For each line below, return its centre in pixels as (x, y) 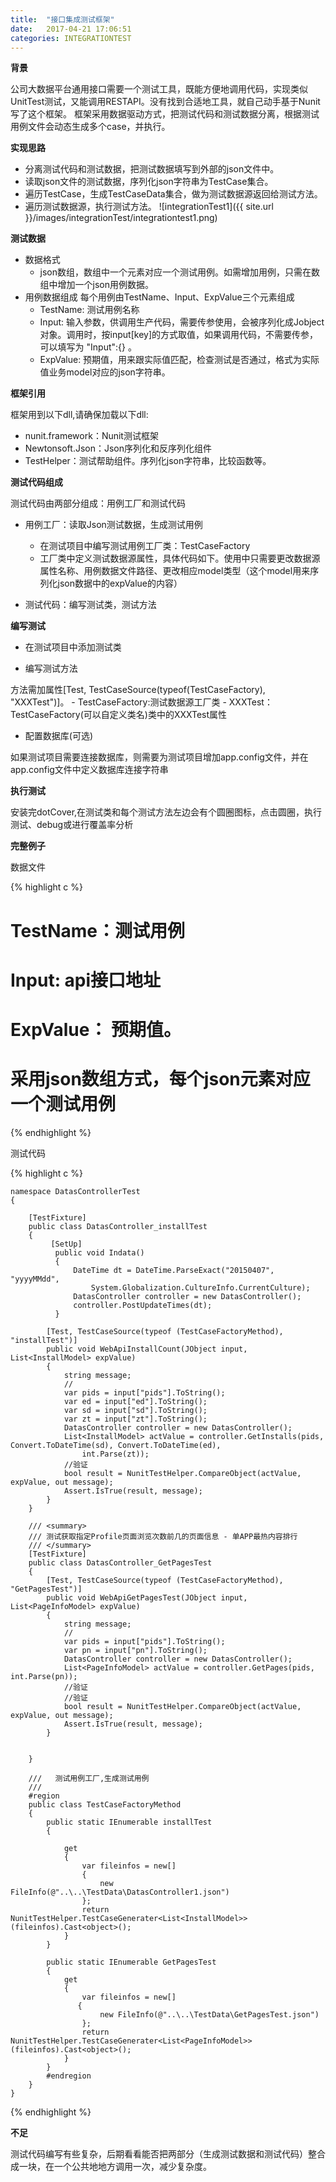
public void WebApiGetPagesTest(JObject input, (147, 1597)
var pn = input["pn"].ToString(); (135, 1650)
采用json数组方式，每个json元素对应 (160, 1079)
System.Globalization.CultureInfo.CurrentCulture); (200, 1287)
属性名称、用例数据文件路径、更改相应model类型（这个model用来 (175, 571)
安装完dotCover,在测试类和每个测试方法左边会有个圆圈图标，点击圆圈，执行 (166, 812)
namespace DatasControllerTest (75, 1191)
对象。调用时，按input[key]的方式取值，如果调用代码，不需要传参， (179, 335)
